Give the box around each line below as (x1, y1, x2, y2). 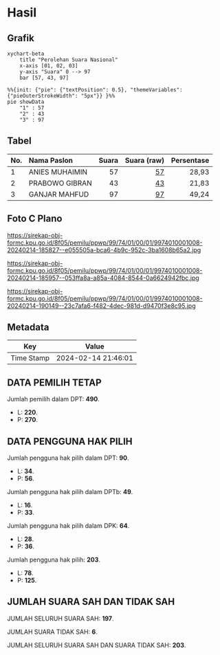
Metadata (7, 322, 49, 333)
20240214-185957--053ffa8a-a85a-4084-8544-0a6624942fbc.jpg (7, 274, 199, 282)
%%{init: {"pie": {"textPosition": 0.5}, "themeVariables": (7, 87, 184, 93)
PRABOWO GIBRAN (28, 178, 92, 188)
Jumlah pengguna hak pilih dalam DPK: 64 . (7, 522, 130, 530)
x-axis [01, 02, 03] (19, 63, 78, 69)
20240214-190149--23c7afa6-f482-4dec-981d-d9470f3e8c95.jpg (7, 301, 196, 310)
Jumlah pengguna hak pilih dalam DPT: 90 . (7, 454, 129, 462)
